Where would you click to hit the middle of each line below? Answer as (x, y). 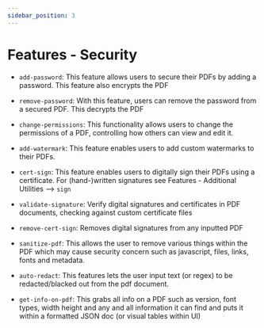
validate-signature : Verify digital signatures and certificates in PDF (130, 204)
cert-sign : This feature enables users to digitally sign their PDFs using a (137, 172)
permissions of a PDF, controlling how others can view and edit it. (126, 132)
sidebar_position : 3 (42, 15)
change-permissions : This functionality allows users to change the (126, 124)
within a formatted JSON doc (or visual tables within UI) (110, 316)
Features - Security (73, 54)
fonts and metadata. (52, 260)
